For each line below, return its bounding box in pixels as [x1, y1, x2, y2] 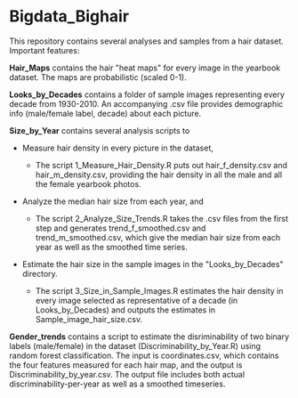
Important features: [9, 45, 80, 55]
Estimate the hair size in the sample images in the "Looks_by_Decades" [21, 258, 284, 269]
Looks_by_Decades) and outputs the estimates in [35, 305, 216, 315]
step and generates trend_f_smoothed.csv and [35, 223, 206, 233]
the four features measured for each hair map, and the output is [9, 359, 243, 370]
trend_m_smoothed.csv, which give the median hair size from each [35, 231, 281, 242]
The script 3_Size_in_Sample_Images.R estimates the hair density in [35, 285, 284, 296]
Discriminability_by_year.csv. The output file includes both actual [9, 369, 246, 379]
